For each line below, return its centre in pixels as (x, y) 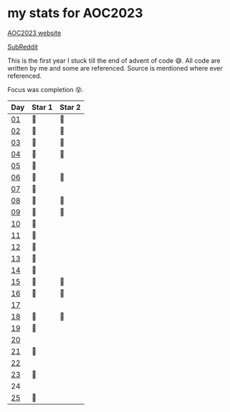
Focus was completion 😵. (46, 89)
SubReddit (22, 46)
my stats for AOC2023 (75, 13)
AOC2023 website (34, 33)
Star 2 (70, 107)
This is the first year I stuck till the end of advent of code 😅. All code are (114, 60)
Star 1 (42, 107)
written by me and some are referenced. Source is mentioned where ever (115, 68)
